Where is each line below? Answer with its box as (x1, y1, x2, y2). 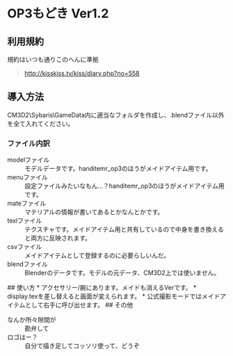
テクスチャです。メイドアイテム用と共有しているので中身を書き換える (24, 225, 224, 234)
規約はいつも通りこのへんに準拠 (7, 56, 99, 63)
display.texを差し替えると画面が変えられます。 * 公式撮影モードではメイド (7, 292, 220, 300)
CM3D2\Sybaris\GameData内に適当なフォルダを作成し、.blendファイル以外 (7, 111, 225, 119)
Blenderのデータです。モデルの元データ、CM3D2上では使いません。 (24, 268, 220, 277)
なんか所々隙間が (7, 316, 56, 324)
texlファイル (7, 216, 42, 225)
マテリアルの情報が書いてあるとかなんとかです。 (24, 208, 164, 216)
